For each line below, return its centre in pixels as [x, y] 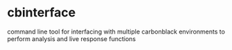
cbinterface [42, 13]
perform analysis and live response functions [72, 38]
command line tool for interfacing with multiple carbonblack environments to [116, 32]
